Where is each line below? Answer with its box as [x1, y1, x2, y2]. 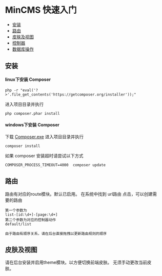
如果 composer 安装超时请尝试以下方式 [5, 152, 84, 158]
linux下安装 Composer [5, 76, 51, 82]
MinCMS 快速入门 [5, 4, 77, 16]
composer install [5, 143, 40, 149]
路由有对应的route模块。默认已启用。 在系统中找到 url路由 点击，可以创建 [5, 191, 153, 197]
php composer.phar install [5, 111, 60, 116]
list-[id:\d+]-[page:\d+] [5, 212, 58, 217]
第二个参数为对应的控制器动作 [5, 217, 56, 222]
